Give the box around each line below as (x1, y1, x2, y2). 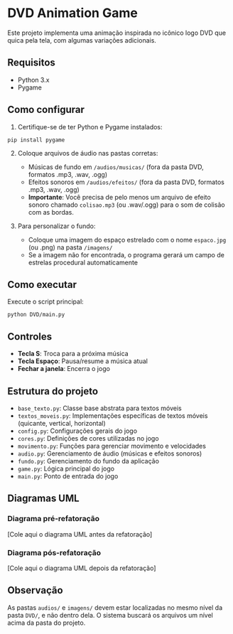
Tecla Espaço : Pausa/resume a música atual (17, 357, 148, 365)
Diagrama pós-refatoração (7, 547, 102, 557)
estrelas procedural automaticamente (28, 258, 139, 267)
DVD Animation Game (7, 5, 139, 21)
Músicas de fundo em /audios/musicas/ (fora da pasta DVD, (28, 162, 204, 171)
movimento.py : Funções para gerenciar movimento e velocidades (17, 442, 206, 450)
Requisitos (7, 57, 55, 69)
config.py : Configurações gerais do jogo (17, 426, 137, 435)
